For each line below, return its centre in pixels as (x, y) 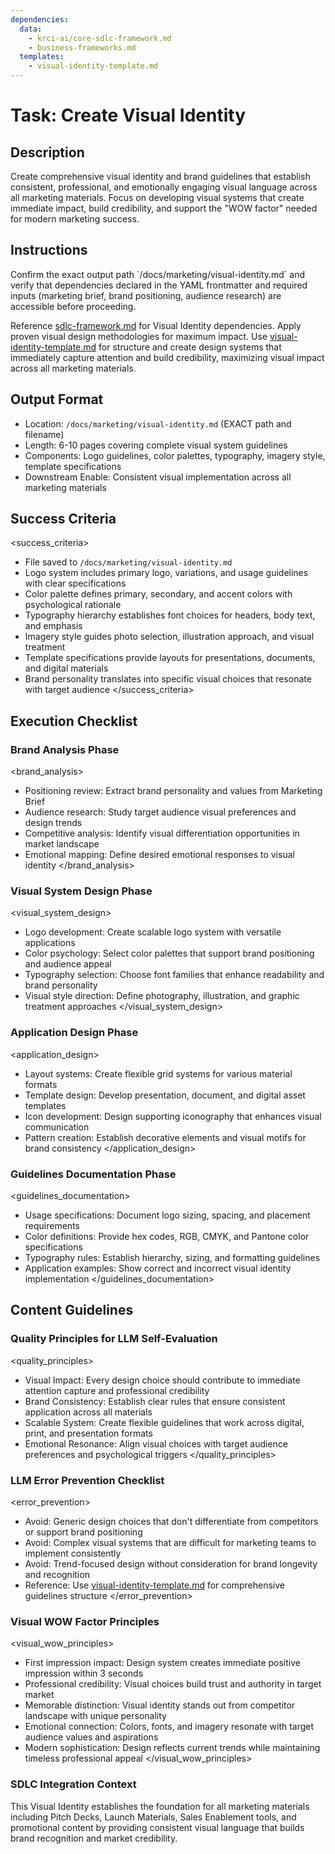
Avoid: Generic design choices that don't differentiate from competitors (171, 1521)
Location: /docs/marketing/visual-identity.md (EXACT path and (158, 423)
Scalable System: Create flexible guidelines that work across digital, (164, 1422)
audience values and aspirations (91, 1737)
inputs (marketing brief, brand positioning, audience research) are (146, 295)
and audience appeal (68, 964)
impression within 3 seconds (84, 1673)
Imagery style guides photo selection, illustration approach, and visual (169, 637)
